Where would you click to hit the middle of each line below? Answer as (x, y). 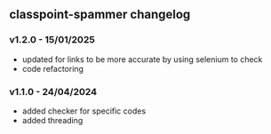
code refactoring (53, 68)
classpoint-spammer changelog (100, 15)
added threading (52, 120)
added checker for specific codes (84, 111)
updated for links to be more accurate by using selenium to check (142, 59)
